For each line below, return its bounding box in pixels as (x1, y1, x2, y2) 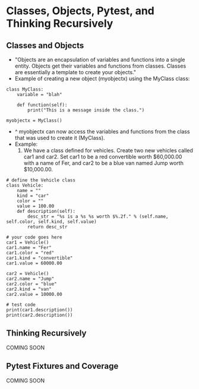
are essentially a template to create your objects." (14, 69, 137, 75)
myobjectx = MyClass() (6, 117, 62, 123)
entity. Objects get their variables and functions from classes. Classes (14, 62, 187, 69)
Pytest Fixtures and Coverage (6, 361, 119, 371)
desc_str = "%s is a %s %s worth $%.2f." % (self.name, (27, 213, 169, 219)
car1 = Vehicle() (6, 240, 49, 245)
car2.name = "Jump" (6, 276, 55, 282)
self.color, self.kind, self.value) (6, 219, 97, 225)
